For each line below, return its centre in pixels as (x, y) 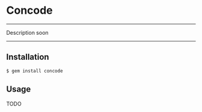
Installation (28, 57)
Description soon (28, 32)
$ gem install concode (35, 71)
